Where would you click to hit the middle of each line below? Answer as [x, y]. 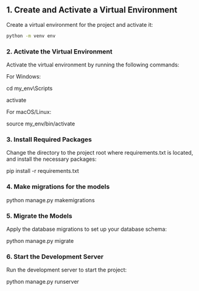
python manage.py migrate [40, 240]
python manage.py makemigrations [51, 200]
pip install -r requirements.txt [43, 171]
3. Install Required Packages [49, 139]
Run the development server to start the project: [67, 270]
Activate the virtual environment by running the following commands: [93, 65]
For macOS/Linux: [29, 111]
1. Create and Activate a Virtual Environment [92, 10]
